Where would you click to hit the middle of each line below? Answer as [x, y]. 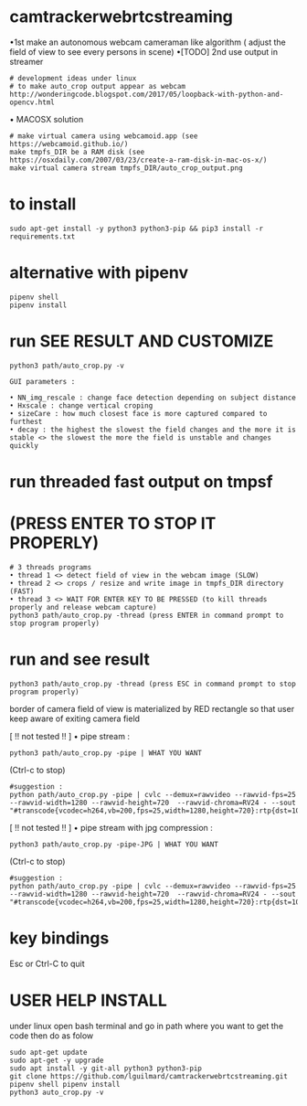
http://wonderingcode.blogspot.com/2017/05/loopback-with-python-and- [147, 94]
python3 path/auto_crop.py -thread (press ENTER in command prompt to [147, 615]
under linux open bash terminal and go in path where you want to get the [147, 1026]
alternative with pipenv [99, 273]
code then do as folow [52, 1036]
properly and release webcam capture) [83, 607]
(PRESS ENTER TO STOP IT [113, 524]
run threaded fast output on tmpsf [141, 481]
